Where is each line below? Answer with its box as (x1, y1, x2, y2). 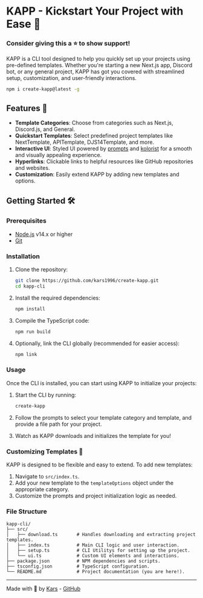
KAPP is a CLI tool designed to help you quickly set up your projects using (6, 55, 190, 62)
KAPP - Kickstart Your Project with (6, 4, 184, 18)
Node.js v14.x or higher (14, 230, 73, 238)
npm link (14, 351, 37, 357)
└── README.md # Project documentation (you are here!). (6, 569, 185, 575)
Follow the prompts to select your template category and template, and (14, 414, 192, 421)
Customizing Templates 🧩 (6, 447, 83, 455)
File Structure (6, 507, 47, 516)
